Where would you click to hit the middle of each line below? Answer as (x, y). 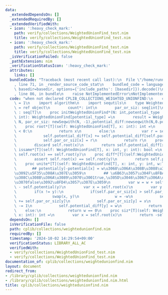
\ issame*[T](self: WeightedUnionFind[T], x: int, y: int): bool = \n (88, 150)
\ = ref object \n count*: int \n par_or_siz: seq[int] (87, 108)
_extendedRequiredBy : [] (35, 19)
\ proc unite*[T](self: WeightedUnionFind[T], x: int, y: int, (85, 164)
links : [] (24, 75)
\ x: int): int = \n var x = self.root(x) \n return (84, 215)
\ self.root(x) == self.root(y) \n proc (59, 155)
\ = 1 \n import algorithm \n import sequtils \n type (79, 103)
